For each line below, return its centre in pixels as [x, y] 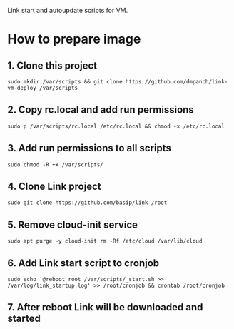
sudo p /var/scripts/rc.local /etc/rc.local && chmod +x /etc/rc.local [116, 126]
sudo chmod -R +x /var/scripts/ [55, 164]
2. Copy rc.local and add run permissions [101, 110]
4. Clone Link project [54, 187]
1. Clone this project [52, 65]
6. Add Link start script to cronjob [83, 263]
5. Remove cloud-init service [72, 224]
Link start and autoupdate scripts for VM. [68, 10]
